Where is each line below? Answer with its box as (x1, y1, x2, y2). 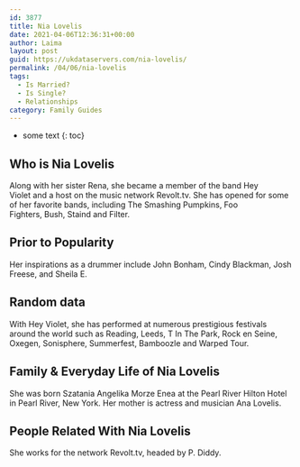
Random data (9, 295, 86, 310)
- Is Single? (17, 88, 67, 97)
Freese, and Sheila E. (9, 268, 87, 279)
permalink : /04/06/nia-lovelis (9, 64, 127, 73)
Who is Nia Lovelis (9, 156, 115, 171)
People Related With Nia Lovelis (9, 423, 191, 438)
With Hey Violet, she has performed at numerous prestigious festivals (9, 318, 268, 329)
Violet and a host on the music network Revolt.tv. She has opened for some (9, 190, 289, 201)
